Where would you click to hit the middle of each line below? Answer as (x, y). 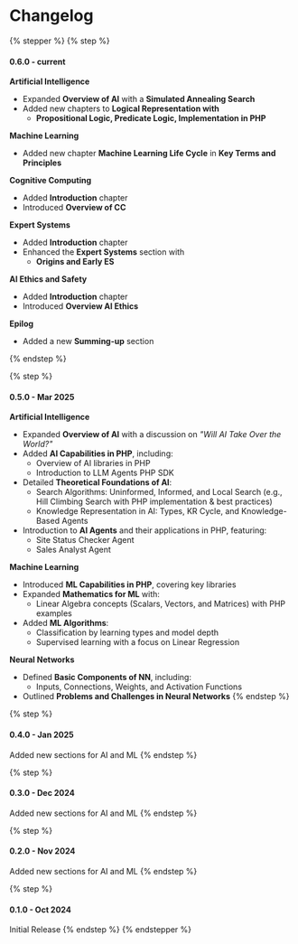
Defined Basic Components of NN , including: (107, 678)
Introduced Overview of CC (74, 208)
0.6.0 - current (37, 61)
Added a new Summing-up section (88, 341)
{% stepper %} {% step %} (60, 41)
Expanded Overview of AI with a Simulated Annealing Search (139, 99)
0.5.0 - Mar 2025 (42, 397)
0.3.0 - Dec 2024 (42, 793)
